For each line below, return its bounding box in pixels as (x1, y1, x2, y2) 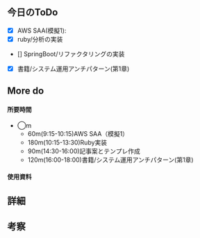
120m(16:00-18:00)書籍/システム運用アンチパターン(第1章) (27, 155, 194, 164)
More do (7, 85, 44, 97)
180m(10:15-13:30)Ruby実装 (27, 138, 108, 146)
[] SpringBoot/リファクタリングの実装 (17, 49, 125, 58)
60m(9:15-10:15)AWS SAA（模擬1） (27, 129, 129, 137)
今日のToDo (7, 6, 58, 19)
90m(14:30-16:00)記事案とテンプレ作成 (27, 146, 140, 155)
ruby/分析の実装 (17, 35, 63, 43)
